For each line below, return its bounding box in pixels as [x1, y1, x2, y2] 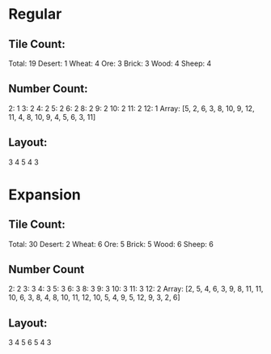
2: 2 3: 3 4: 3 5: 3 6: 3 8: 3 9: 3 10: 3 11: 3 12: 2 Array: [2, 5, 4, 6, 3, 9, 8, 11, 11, [8, 284, 264, 294]
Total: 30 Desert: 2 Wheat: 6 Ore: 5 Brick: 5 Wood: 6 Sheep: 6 [8, 239, 214, 249]
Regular [8, 5, 62, 23]
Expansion [8, 186, 81, 203]
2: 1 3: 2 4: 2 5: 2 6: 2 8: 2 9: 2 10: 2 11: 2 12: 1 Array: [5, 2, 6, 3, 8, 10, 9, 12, [8, 103, 255, 113]
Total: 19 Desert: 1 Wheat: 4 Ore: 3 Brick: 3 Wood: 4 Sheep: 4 [8, 58, 212, 68]
